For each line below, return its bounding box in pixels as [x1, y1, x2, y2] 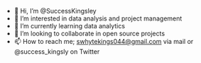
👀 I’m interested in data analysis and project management [13, 14, 183, 23]
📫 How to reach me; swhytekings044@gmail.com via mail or [13, 38, 194, 45]
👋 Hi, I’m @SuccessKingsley [13, 7, 97, 15]
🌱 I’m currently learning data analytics [13, 22, 126, 30]
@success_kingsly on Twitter [13, 47, 100, 56]
